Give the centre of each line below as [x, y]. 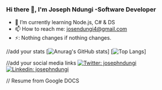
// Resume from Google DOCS [43, 81]
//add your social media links [41, 63]
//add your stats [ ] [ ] [76, 52]
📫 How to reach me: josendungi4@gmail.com [71, 29]
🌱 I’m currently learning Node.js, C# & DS [65, 22]
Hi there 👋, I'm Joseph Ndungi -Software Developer [81, 9]
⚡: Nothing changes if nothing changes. [63, 38]
